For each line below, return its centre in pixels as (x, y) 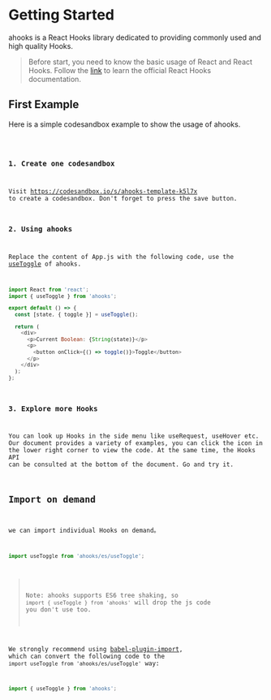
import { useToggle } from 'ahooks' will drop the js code (118, 603)
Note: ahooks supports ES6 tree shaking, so (102, 595)
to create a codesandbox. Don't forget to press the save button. (123, 199)
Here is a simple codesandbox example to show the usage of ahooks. (125, 124)
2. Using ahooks (41, 229)
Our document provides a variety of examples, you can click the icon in (136, 443)
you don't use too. (58, 609)
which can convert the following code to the (86, 656)
